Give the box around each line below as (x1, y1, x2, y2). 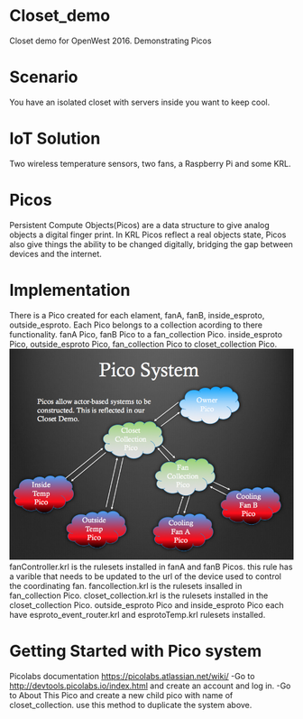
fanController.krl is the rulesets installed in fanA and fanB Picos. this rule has (9, 561, 293, 573)
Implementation (9, 280, 131, 300)
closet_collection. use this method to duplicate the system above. (9, 700, 252, 711)
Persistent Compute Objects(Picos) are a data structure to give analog (9, 219, 271, 230)
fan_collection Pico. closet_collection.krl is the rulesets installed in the (9, 590, 269, 601)
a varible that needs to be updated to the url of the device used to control (9, 571, 282, 582)
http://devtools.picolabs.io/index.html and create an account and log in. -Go (9, 680, 291, 691)
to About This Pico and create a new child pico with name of (9, 690, 234, 701)
